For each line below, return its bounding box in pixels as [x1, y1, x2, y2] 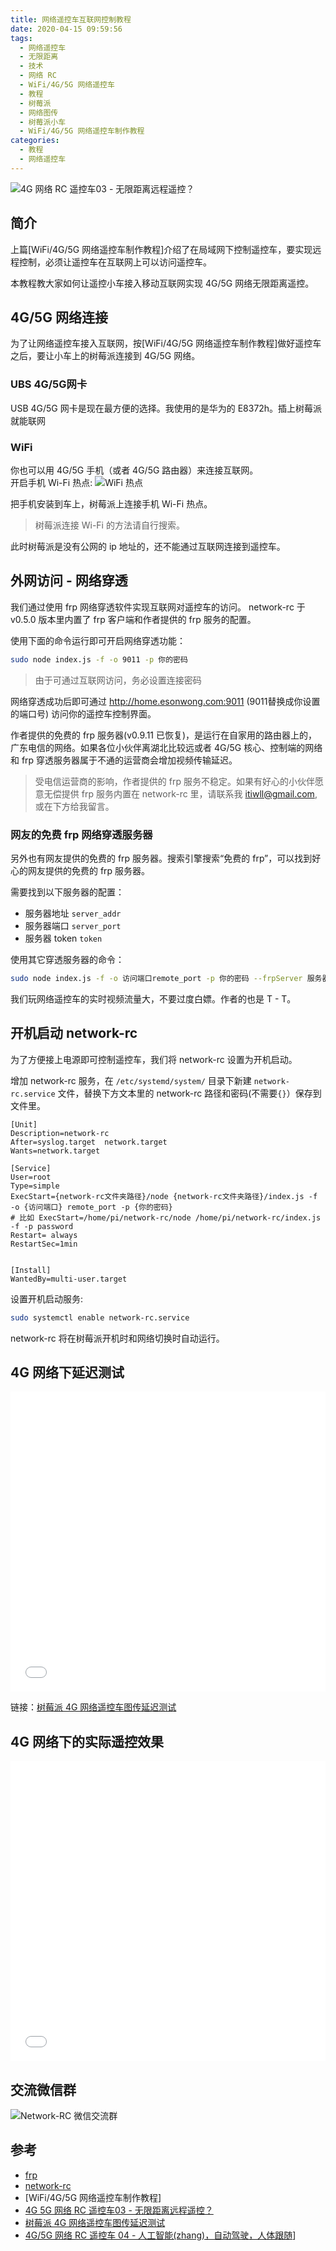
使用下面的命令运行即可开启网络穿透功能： [10, 634, 186, 646]
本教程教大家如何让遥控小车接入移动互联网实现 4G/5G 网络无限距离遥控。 [10, 277, 315, 289]
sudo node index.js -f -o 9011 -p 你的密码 [10, 654, 188, 665]
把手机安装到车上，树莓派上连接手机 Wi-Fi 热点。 [10, 497, 213, 510]
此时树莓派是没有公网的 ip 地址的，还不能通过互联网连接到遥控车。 [10, 540, 286, 552]
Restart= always [10, 1230, 78, 1240]
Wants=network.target [10, 1146, 101, 1156]
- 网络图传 [19, 107, 59, 118]
